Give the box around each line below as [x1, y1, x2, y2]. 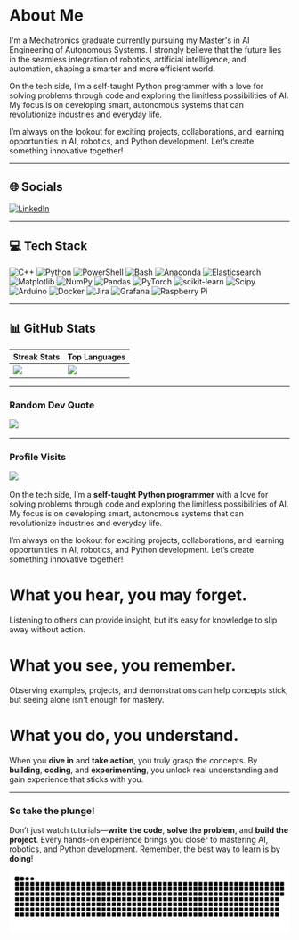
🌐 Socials [9, 179, 64, 194]
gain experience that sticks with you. [9, 774, 144, 785]
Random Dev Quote [9, 399, 95, 411]
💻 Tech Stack [9, 238, 88, 254]
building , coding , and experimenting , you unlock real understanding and [9, 764, 279, 776]
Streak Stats [12, 351, 61, 362]
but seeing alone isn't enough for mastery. [9, 695, 165, 705]
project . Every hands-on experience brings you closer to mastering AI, [9, 835, 269, 845]
